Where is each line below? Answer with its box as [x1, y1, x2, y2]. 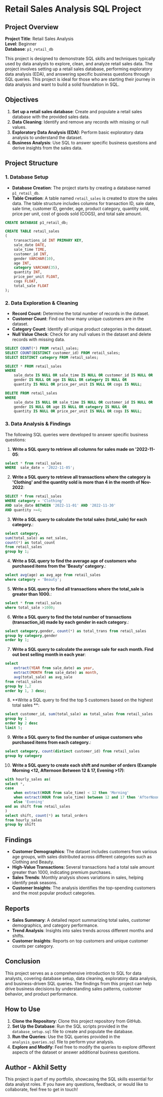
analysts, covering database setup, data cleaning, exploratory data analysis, [5, 975, 157, 981]
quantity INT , [14, 270, 42, 275]
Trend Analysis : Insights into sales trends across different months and [12, 927, 153, 933]
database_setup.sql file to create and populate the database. [12, 1028, 134, 1034]
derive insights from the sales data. [12, 145, 82, 151]
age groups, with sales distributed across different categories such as [12, 854, 152, 860]
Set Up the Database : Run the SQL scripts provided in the [12, 1023, 128, 1029]
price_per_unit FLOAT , [14, 274, 60, 279]
